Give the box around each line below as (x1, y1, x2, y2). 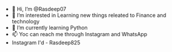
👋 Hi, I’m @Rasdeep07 (11, 6, 66, 12)
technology (11, 18, 40, 25)
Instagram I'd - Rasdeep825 (11, 39, 81, 46)
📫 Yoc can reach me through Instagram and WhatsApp (11, 31, 147, 37)
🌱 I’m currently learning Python (11, 24, 88, 31)
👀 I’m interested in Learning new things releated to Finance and (11, 12, 167, 19)
